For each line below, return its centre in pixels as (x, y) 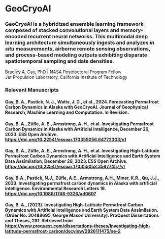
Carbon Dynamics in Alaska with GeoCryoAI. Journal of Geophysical (77, 107)
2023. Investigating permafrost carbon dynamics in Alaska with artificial (81, 183)
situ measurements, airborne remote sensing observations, (78, 49)
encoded (16, 37)
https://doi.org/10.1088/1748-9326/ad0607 (51, 193)
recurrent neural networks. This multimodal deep (88, 37)
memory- (132, 30)
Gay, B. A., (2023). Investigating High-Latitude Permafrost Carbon (74, 205)
